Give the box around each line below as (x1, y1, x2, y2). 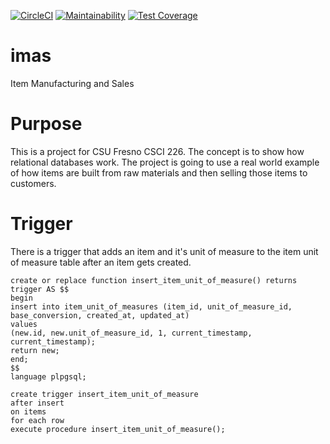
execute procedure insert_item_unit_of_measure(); (10, 424, 226, 434)
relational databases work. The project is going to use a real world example (10, 156, 320, 168)
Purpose (10, 113, 83, 135)
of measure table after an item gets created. (10, 256, 192, 268)
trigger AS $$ (10, 284, 70, 294)
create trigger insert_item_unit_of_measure (10, 389, 199, 399)
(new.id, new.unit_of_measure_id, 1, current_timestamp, (10, 328, 253, 338)
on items (10, 406, 47, 417)
